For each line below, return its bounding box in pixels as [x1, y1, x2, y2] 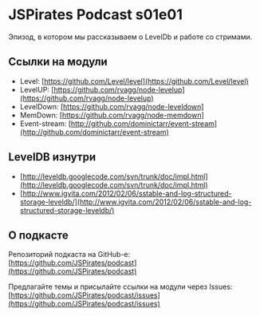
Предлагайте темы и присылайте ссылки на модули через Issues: [8, 282, 233, 292]
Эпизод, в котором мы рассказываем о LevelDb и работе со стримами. [8, 32, 253, 41]
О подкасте [8, 228, 69, 242]
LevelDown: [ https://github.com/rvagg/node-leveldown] [19, 101, 204, 111]
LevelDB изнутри [8, 150, 97, 164]
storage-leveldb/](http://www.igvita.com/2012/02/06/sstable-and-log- [19, 197, 252, 207]
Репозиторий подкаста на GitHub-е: [8, 250, 130, 259]
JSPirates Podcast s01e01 [8, 6, 183, 24]
